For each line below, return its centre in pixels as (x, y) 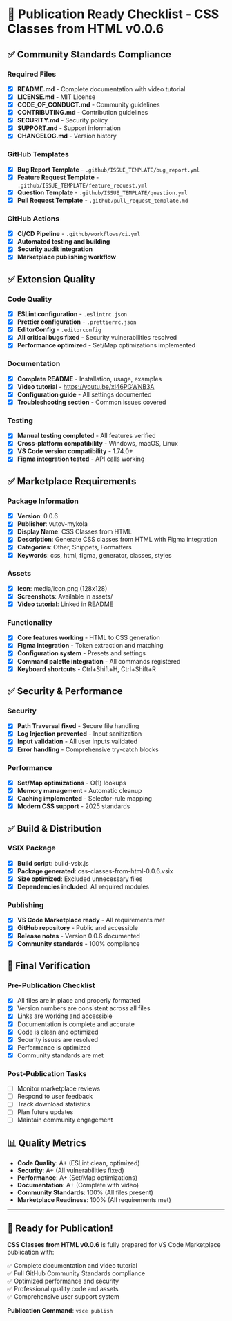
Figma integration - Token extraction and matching (90, 646)
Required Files (32, 74)
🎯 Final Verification (49, 966)
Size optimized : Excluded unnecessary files (80, 879)
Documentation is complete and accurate (76, 1024)
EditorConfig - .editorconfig (59, 330)
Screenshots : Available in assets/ (65, 596)
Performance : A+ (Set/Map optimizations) (77, 1178)
